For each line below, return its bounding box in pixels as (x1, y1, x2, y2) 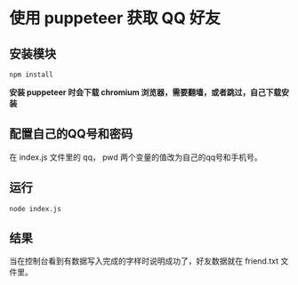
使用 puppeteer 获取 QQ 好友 (9, 8, 221, 28)
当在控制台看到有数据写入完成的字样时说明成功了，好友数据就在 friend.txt (9, 256, 279, 266)
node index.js (9, 204, 62, 213)
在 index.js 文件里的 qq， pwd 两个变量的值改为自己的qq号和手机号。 (9, 152, 262, 162)
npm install (9, 70, 53, 79)
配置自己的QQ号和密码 (9, 126, 133, 142)
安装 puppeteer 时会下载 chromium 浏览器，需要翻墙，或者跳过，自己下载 (9, 87, 282, 98)
